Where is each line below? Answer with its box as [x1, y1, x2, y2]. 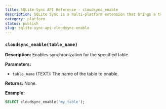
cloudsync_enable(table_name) [5, 42, 78, 47]
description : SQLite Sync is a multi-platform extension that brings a [5, 12, 156, 17]
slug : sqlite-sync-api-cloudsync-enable [5, 26, 90, 31]
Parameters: [5, 61, 31, 67]
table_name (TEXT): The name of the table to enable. [12, 71, 119, 77]
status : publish [5, 21, 39, 26]
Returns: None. [5, 80, 37, 86]
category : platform [5, 16, 45, 21]
